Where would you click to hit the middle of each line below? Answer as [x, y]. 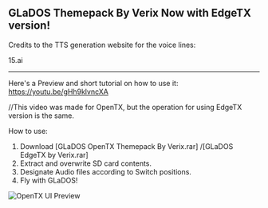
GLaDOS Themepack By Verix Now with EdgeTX [130, 13]
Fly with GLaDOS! [49, 180]
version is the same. [41, 116]
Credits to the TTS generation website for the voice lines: [102, 45]
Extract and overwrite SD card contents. [86, 163]
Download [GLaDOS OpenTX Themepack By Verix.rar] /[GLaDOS [126, 146]
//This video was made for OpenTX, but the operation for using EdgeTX [125, 107]
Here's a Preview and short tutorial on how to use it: [93, 83]
